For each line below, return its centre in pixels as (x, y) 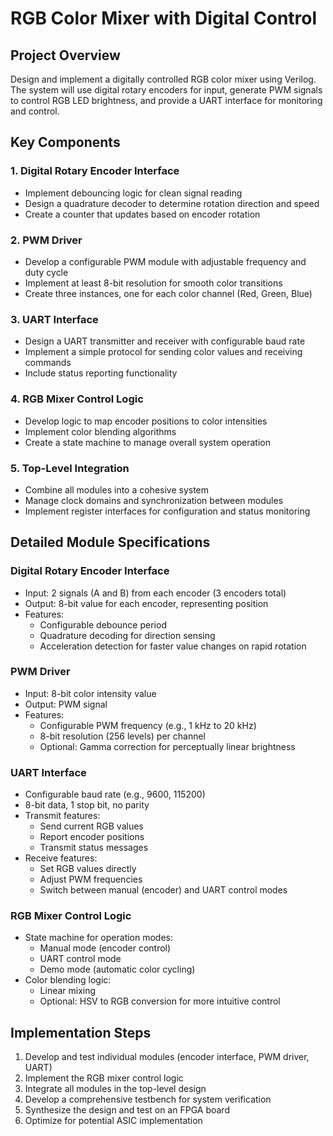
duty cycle (46, 272)
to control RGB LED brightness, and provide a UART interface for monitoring (166, 100)
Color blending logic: (68, 980)
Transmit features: (62, 816)
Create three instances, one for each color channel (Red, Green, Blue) (168, 293)
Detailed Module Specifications (110, 542)
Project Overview (65, 55)
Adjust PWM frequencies (91, 879)
